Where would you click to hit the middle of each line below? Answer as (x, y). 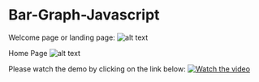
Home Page (28, 53)
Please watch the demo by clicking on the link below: (97, 69)
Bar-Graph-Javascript (84, 15)
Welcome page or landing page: (62, 37)
